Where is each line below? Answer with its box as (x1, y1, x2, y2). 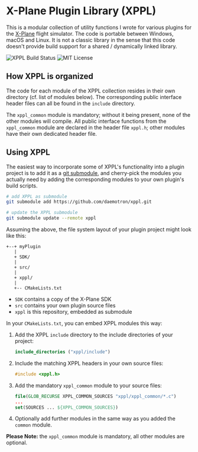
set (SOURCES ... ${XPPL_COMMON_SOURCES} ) (14, 405, 119, 410)
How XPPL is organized (6, 71, 93, 81)
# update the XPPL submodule (6, 209, 78, 216)
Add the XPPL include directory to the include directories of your (14, 331, 173, 339)
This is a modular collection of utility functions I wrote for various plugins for (6, 24, 192, 31)
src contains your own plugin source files (14, 302, 116, 309)
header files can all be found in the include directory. (6, 100, 135, 107)
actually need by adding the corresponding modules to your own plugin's (6, 176, 184, 183)
